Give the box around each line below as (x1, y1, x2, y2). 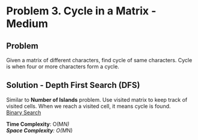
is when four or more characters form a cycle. (6, 63, 119, 70)
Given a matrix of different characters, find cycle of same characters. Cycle (6, 57, 193, 63)
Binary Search (6, 109, 41, 116)
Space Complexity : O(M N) (6, 127, 73, 134)
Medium (6, 17, 48, 31)
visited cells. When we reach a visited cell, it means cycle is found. (6, 102, 171, 109)
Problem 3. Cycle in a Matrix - (6, 4, 157, 18)
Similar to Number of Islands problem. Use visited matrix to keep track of (6, 96, 188, 103)
